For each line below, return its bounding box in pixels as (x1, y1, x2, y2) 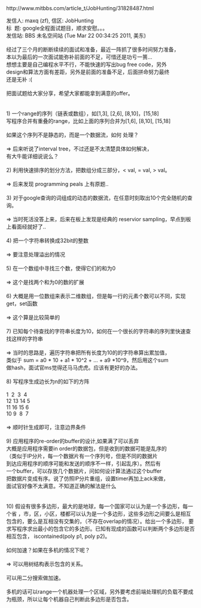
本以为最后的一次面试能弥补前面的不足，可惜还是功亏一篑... (6, 53, 153, 61)
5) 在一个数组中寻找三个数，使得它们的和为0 (6, 265, 116, 272)
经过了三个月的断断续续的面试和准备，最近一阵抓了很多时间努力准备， (6, 46, 179, 53)
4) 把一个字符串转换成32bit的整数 (6, 237, 89, 244)
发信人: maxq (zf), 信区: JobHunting (6, 17, 94, 24)
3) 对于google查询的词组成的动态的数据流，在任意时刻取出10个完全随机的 (6, 194, 187, 201)
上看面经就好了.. (6, 223, 47, 230)
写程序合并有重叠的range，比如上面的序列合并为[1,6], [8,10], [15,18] (6, 118, 171, 124)
